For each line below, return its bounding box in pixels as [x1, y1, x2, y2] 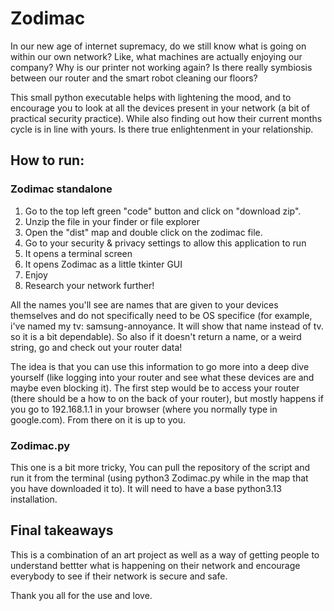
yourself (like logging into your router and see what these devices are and [10, 371, 315, 383]
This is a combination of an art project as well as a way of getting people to [10, 548, 320, 561]
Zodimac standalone [10, 182, 113, 196]
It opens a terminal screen [24, 247, 133, 259]
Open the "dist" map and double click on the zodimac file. [24, 226, 263, 238]
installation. [10, 493, 58, 505]
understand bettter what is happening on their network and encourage [10, 559, 301, 571]
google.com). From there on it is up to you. [10, 413, 187, 426]
